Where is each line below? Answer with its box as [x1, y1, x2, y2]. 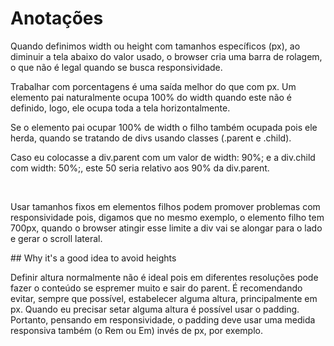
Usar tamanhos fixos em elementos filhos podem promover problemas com [10, 200, 321, 212]
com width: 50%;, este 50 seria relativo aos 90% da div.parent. [10, 162, 270, 174]
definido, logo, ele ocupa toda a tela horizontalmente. [10, 102, 231, 114]
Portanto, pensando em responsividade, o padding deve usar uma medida [10, 313, 316, 326]
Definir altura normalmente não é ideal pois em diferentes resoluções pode [10, 271, 319, 283]
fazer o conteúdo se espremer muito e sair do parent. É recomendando [10, 282, 303, 294]
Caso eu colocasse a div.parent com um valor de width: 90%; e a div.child [10, 151, 316, 163]
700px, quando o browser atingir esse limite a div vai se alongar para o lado [10, 222, 323, 234]
